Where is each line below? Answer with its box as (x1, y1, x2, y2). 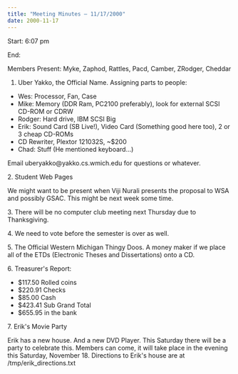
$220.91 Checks (17, 286, 66, 294)
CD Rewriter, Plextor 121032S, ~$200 (17, 137, 127, 146)
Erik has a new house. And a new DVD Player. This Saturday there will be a (7, 336, 227, 344)
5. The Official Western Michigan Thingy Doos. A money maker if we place (7, 243, 226, 251)
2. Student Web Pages (7, 172, 73, 181)
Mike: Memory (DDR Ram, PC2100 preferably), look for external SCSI (17, 99, 220, 108)
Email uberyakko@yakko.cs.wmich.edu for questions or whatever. (7, 158, 201, 167)
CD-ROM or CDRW (17, 107, 73, 115)
